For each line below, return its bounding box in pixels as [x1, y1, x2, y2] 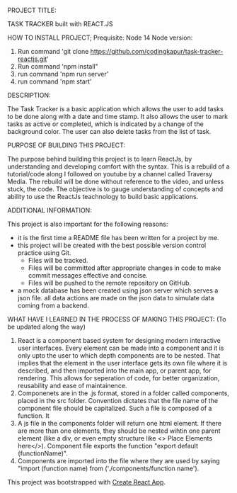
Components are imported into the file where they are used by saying [17, 457, 220, 465]
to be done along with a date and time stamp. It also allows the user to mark [7, 113, 229, 120]
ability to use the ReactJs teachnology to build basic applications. [7, 193, 199, 200]
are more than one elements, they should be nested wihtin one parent [17, 426, 221, 435]
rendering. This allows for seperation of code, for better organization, [17, 374, 220, 382]
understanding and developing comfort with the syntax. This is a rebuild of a [7, 162, 230, 171]
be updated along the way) [7, 322, 86, 331]
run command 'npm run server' [17, 70, 109, 78]
